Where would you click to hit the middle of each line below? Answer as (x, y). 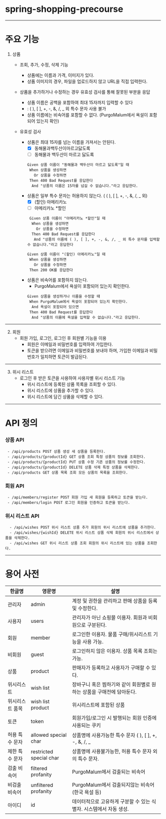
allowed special (48, 735)
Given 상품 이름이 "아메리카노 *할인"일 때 (67, 218)
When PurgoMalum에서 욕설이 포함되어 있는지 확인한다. (79, 302)
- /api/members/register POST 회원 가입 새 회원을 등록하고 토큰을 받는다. (78, 497)
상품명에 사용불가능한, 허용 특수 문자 (112, 752)
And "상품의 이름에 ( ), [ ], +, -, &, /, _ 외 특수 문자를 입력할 (97, 240)
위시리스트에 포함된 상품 (98, 705)
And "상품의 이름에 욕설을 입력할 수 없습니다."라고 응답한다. (86, 318)
